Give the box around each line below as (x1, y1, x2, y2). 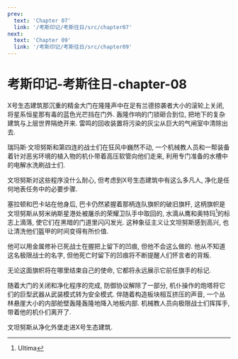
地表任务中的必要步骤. (13, 184, 78, 193)
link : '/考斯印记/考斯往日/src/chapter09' (13, 43, 132, 50)
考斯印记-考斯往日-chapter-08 (7, 76, 188, 92)
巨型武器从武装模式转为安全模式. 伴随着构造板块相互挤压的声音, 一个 (19, 289, 220, 299)
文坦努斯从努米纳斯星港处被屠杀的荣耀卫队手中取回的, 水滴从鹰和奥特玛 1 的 (7, 208, 225, 218)
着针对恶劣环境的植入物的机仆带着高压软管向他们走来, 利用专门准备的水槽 (7, 151, 222, 160)
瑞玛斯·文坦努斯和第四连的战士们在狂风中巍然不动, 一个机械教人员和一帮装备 (7, 143, 230, 151)
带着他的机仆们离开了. (7, 307, 72, 316)
